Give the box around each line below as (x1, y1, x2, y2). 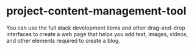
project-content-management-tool (6, 4, 187, 18)
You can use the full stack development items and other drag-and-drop (6, 24, 185, 31)
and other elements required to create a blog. (6, 37, 120, 44)
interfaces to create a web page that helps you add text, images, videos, (6, 30, 188, 37)
